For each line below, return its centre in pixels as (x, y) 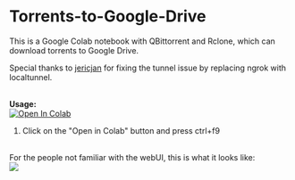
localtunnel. (31, 77)
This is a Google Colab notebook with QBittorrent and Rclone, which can (142, 41)
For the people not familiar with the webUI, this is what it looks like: (132, 157)
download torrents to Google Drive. (74, 50)
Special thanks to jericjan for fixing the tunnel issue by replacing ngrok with (147, 68)
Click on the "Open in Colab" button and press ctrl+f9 (121, 130)
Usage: (23, 103)
